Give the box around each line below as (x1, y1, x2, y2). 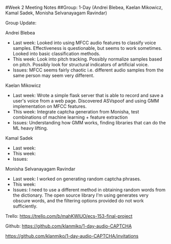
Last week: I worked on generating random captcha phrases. (12, 176, 141, 182)
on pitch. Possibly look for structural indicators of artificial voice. (12, 62, 149, 67)
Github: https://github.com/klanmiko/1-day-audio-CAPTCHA (5, 223, 132, 229)
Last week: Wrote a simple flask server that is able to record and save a (12, 92, 164, 98)
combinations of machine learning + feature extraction (12, 114, 128, 120)
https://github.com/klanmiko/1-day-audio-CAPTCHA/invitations (5, 233, 139, 239)
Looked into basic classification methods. (12, 51, 101, 57)
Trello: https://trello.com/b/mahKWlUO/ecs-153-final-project (5, 213, 133, 219)
